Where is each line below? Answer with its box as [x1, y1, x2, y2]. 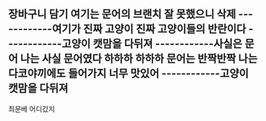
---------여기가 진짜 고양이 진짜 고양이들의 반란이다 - [8, 22, 254, 36]
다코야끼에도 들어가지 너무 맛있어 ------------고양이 [8, 66, 249, 81]
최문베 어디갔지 [8, 104, 55, 113]
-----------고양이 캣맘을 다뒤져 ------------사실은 [8, 37, 243, 51]
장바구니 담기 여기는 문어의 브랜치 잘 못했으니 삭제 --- [8, 7, 253, 21]
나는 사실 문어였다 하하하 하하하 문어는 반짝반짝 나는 [20, 52, 258, 66]
